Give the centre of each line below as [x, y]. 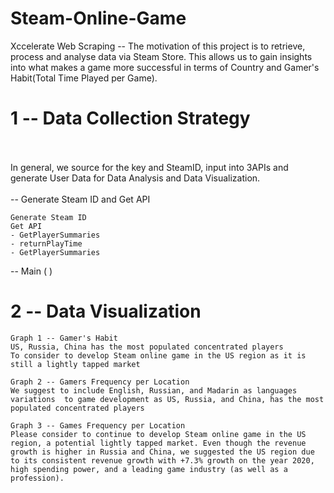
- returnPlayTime [46, 243]
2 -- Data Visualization [106, 311]
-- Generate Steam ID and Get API [80, 199]
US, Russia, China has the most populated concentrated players [147, 347]
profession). [37, 478]
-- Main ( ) [31, 271]
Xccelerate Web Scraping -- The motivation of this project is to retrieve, [158, 46]
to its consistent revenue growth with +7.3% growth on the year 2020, [162, 460]
